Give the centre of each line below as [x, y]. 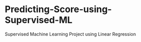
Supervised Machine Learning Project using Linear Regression [70, 34]
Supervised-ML [39, 20]
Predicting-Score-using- [58, 9]
